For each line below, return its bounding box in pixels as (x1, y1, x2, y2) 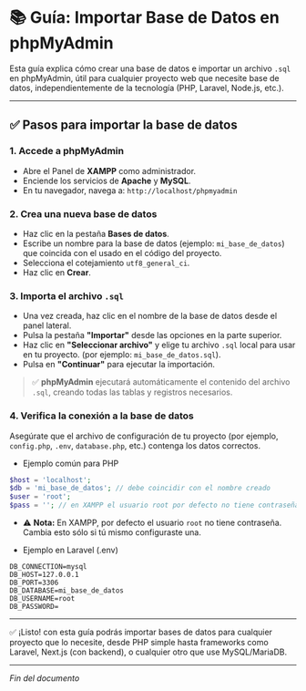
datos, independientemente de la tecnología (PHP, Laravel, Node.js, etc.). (9, 82, 284, 93)
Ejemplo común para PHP (22, 458, 119, 469)
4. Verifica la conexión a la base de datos (9, 409, 194, 422)
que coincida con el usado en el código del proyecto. (22, 247, 222, 258)
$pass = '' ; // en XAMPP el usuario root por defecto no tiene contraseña (9, 500, 300, 511)
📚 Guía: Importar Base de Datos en (9, 7, 280, 28)
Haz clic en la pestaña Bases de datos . (22, 228, 170, 239)
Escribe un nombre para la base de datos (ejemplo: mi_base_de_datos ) (22, 238, 285, 249)
